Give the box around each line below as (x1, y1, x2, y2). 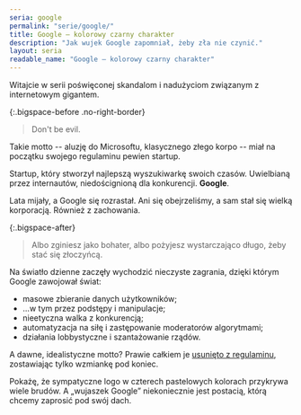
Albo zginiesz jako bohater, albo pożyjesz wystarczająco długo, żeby (31, 240, 287, 250)
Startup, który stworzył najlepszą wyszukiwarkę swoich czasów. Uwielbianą (9, 168, 290, 179)
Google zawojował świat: (9, 276, 102, 287)
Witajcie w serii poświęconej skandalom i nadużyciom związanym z (9, 80, 260, 90)
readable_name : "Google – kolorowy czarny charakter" (9, 55, 216, 64)
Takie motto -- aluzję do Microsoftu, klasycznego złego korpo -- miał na (9, 141, 276, 152)
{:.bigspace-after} (9, 222, 76, 233)
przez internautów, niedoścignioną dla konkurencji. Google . (9, 178, 230, 189)
